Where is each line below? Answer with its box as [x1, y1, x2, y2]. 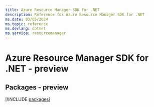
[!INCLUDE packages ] [5, 96, 51, 102]
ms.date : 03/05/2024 [5, 17, 49, 22]
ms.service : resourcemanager [5, 31, 66, 36]
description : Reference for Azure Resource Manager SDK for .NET [5, 12, 144, 17]
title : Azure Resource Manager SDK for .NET [5, 7, 100, 13]
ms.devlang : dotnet [5, 26, 46, 31]
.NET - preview [5, 63, 69, 74]
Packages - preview [5, 83, 69, 91]
